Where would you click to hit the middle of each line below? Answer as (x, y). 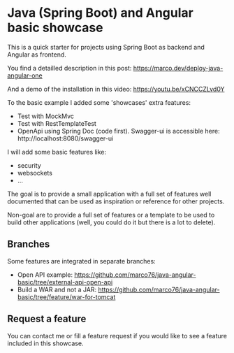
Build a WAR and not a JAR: (57, 289)
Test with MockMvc (46, 116)
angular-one (25, 75)
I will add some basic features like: (57, 152)
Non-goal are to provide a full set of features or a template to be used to (111, 215)
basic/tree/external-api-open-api (65, 282)
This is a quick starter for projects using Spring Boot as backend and (106, 47)
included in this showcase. (45, 343)
